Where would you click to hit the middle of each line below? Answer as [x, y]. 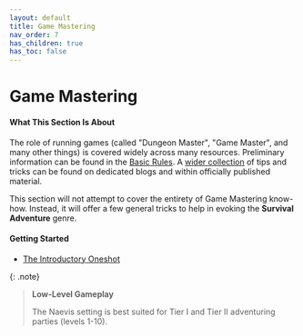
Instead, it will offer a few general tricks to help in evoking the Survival [161, 208]
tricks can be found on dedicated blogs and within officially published [140, 171]
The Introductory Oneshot [71, 259]
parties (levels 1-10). [69, 321]
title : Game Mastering [52, 26]
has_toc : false [38, 52]
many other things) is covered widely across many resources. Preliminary [147, 152]
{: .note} [25, 276]
